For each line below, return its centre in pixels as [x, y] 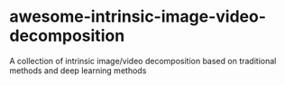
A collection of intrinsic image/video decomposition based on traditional [143, 61]
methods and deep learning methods [78, 71]
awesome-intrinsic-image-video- [138, 17]
